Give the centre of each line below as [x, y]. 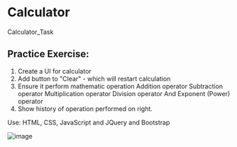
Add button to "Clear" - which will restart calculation [94, 78]
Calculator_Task [31, 32]
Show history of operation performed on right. [85, 108]
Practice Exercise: [49, 54]
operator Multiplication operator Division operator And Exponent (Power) [124, 93]
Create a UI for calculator [55, 71]
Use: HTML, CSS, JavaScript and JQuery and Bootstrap [89, 122]
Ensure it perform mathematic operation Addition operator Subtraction [120, 86]
